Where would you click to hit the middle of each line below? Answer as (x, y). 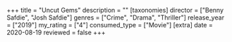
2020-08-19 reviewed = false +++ (56, 32)
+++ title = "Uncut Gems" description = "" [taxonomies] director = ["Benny (115, 10)
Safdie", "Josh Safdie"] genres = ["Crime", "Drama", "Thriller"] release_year (116, 17)
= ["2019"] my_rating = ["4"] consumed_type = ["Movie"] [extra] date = (110, 25)
